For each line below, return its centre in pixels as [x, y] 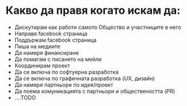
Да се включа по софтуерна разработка [66, 72]
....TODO [25, 98]
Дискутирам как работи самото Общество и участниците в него [98, 27]
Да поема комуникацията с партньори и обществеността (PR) [95, 91]
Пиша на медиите [37, 46]
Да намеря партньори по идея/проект [64, 84]
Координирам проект [42, 65]
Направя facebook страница [51, 33]
